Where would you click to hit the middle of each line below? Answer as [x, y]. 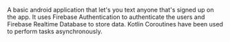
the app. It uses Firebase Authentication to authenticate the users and [106, 17]
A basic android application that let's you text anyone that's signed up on [111, 10]
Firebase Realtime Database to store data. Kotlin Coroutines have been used [115, 24]
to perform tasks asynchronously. [55, 31]
